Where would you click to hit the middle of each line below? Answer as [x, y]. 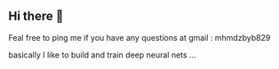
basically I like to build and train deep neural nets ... [102, 55]
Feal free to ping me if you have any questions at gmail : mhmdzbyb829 [139, 37]
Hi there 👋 [36, 16]
